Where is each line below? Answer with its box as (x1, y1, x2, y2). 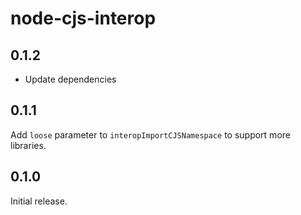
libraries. (10, 139, 47, 151)
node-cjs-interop (10, 7, 157, 30)
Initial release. (10, 195, 68, 207)
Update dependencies (24, 73, 117, 85)
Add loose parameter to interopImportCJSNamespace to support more (10, 128, 291, 141)
